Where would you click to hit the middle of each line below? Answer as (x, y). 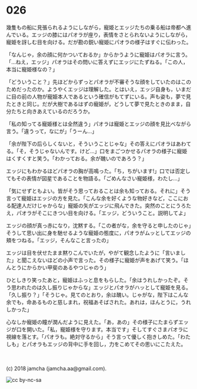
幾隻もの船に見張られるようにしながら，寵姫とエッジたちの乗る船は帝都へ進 (99, 27)
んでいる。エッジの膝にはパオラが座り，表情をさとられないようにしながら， (98, 34)
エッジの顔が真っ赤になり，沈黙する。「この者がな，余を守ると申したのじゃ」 (99, 225)
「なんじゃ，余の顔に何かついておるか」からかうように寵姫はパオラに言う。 (98, 54)
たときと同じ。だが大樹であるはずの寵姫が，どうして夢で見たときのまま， (96, 104)
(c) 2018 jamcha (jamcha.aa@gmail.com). (56, 368)
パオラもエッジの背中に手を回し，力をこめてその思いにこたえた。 (106, 344)
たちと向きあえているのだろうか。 (52, 111)
